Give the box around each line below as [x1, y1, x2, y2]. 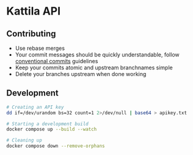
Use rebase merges [15, 44, 65, 52]
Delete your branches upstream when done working [15, 71, 147, 77]
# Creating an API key [6, 104, 64, 110]
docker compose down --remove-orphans [6, 143, 105, 150]
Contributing [6, 29, 56, 39]
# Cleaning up [6, 137, 43, 143]
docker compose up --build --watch [6, 126, 97, 133]
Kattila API [6, 4, 61, 18]
